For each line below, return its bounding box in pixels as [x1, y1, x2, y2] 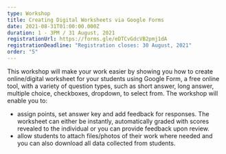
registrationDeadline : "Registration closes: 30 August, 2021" [7, 42, 192, 49]
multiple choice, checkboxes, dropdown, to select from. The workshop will [7, 89, 218, 97]
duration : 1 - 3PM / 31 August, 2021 [7, 29, 115, 36]
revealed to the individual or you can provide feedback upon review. [16, 124, 210, 133]
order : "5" [7, 49, 38, 56]
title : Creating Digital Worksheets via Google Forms [7, 16, 165, 23]
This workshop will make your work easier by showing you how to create [7, 67, 214, 76]
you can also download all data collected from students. [16, 139, 176, 147]
